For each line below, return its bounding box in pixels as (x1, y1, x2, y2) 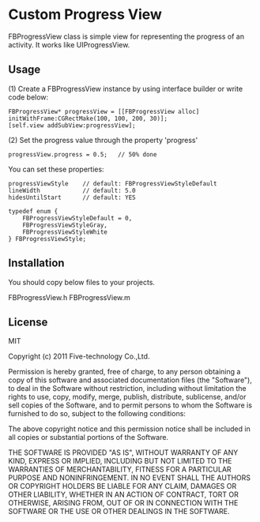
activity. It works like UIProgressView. (8, 39, 130, 49)
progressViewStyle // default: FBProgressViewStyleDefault (8, 179, 217, 187)
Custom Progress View (8, 6, 162, 24)
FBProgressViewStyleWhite (22, 227, 108, 236)
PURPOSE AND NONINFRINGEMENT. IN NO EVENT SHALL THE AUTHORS (8, 473, 251, 483)
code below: (8, 92, 49, 102)
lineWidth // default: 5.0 (8, 186, 136, 194)
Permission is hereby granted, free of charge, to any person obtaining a (8, 367, 241, 377)
